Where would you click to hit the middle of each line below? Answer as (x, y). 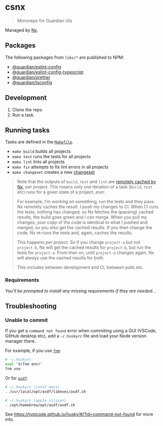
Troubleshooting (31, 306)
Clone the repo (27, 110)
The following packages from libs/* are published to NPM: (65, 57)
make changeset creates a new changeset (53, 172)
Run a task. (23, 115)
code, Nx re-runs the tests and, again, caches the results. (75, 233)
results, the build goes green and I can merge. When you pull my (82, 217)
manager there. (20, 341)
